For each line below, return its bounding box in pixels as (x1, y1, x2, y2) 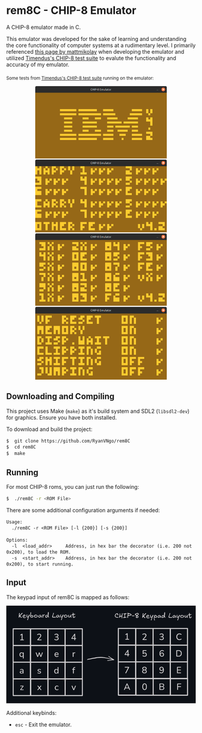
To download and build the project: (6, 426, 93, 433)
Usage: (6, 519, 23, 525)
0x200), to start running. (6, 561, 74, 567)
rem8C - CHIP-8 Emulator (6, 4, 136, 17)
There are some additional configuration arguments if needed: (6, 506, 161, 514)
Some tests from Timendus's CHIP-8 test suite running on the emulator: (6, 75, 155, 81)
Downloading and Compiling (6, 391, 115, 401)
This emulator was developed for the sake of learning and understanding (6, 35, 187, 42)
